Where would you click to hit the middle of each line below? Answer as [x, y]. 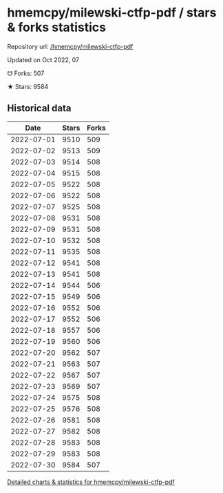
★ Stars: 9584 [28, 86]
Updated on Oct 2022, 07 [43, 59]
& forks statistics [57, 27]
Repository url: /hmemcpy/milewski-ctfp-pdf [70, 46]
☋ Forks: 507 [26, 73]
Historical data [39, 108]
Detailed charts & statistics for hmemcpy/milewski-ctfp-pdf [91, 482]
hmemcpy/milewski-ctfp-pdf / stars [112, 13]
